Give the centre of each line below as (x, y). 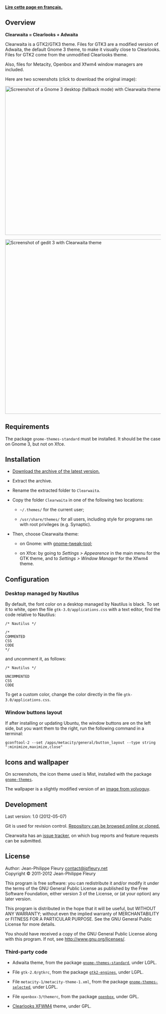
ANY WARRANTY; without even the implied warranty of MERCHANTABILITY (82, 914)
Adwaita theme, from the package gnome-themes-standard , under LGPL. (84, 963)
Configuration (27, 579)
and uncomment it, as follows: (36, 659)
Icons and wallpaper (37, 762)
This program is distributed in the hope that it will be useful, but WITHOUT (81, 908)
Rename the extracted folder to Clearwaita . (56, 490)
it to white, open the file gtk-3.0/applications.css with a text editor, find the (83, 610)
